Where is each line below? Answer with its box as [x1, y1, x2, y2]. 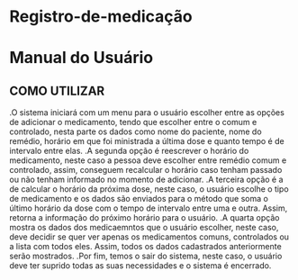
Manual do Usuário [9, 48, 154, 68]
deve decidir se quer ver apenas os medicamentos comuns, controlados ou [9, 231, 290, 242]
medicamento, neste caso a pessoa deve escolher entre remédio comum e [9, 155, 287, 166]
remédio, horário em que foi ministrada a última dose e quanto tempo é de [9, 136, 285, 147]
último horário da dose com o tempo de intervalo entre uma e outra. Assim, [9, 203, 288, 213]
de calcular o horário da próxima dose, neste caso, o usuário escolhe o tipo [9, 184, 290, 194]
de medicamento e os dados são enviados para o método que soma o [9, 194, 268, 204]
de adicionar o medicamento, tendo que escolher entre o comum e [9, 117, 257, 128]
